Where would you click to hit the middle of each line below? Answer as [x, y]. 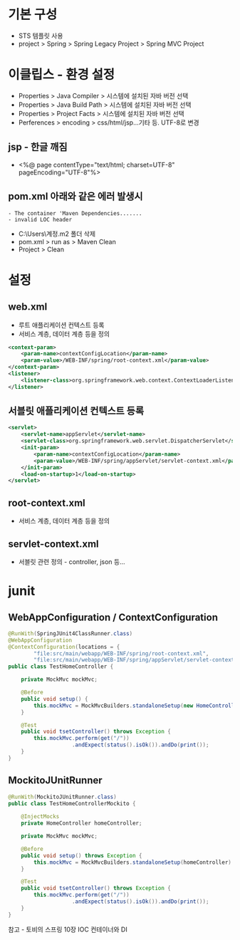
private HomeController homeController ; [82, 823]
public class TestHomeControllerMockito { [72, 803]
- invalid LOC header [40, 219]
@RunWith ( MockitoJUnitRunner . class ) [62, 797]
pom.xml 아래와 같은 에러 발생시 [75, 197]
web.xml [28, 307]
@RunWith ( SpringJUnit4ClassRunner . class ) [71, 633]
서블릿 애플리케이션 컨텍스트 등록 [76, 411]
